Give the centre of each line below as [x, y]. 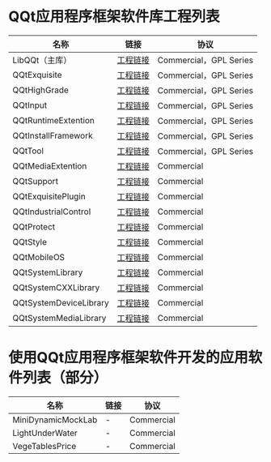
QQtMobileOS [39, 257]
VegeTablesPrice [44, 446]
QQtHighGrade [40, 90]
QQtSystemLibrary [48, 272]
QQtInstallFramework [53, 135]
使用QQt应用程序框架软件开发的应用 [128, 358]
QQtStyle [30, 242]
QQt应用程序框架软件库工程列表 [114, 17]
